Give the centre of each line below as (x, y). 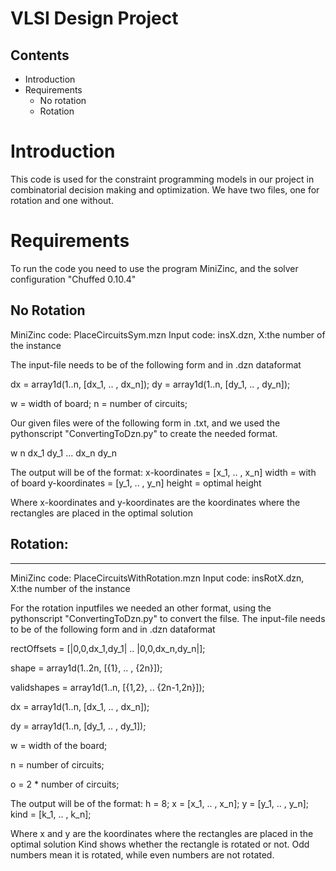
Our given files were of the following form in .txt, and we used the (145, 423)
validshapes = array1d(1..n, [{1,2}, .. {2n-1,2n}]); (107, 687)
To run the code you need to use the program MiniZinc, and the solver (154, 268)
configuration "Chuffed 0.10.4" (73, 279)
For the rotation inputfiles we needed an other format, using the (141, 608)
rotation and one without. (62, 200)
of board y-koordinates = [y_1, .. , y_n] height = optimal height (136, 483)
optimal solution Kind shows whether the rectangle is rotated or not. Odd (160, 844)
